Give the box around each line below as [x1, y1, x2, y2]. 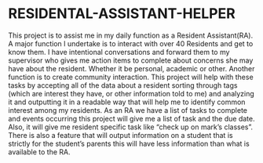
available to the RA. [8, 147, 71, 157]
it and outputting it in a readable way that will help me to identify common [8, 97, 246, 107]
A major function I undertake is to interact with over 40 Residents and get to [8, 38, 254, 48]
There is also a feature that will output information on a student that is [8, 130, 233, 139]
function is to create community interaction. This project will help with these [8, 72, 254, 81]
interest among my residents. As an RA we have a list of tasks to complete [8, 105, 248, 114]
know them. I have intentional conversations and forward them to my [8, 47, 230, 56]
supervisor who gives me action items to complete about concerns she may [8, 56, 254, 65]
